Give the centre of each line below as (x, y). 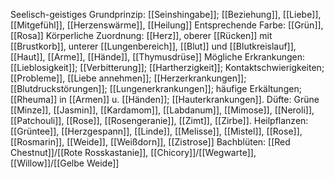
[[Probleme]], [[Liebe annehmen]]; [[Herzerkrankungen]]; (128, 78)
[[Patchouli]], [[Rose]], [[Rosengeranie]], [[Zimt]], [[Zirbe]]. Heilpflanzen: (159, 120)
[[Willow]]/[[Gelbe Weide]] (65, 163)
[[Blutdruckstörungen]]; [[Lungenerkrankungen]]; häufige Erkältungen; (156, 88)
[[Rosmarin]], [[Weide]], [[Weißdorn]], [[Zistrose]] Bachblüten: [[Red (150, 142)
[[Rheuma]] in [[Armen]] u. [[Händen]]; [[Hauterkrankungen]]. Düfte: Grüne (165, 99)
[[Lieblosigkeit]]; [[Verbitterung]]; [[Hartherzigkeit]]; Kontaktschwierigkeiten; (167, 67)
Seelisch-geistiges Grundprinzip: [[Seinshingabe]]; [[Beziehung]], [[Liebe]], (166, 14)
